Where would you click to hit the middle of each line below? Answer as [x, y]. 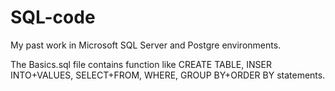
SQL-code [53, 17]
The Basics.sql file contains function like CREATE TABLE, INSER [141, 64]
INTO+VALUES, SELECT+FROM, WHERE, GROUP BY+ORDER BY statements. [168, 75]
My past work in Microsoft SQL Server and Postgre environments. [146, 45]
